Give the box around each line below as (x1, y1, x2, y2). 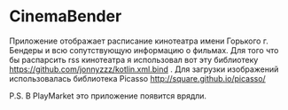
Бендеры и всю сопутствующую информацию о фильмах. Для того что (9, 44, 279, 55)
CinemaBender (9, 6, 122, 27)
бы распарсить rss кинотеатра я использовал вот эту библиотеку (9, 54, 259, 65)
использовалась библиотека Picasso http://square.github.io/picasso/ (9, 73, 266, 83)
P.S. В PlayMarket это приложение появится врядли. (9, 90, 206, 101)
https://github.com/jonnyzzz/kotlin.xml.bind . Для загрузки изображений (9, 64, 279, 75)
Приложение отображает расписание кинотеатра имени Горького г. (9, 35, 269, 46)
